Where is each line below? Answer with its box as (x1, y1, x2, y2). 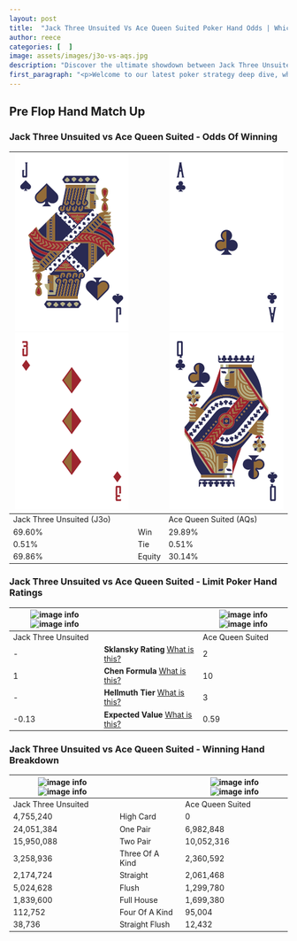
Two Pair (118, 836, 152, 846)
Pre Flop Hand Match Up (9, 104, 146, 120)
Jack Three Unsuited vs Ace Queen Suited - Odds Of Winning (9, 131, 278, 143)
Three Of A (118, 848, 160, 859)
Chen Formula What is (103, 666, 187, 676)
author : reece (9, 33, 62, 42)
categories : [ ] (9, 42, 73, 51)
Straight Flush (118, 919, 171, 929)
